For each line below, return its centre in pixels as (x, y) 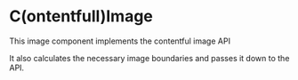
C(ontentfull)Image (81, 16)
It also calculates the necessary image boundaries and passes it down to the (149, 58)
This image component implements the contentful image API (120, 41)
